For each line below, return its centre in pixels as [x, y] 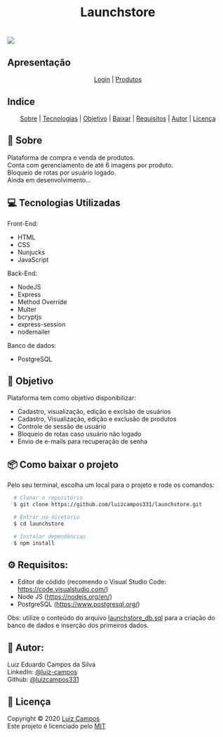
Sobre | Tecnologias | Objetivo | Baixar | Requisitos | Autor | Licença [118, 118]
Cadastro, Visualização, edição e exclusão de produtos [97, 419]
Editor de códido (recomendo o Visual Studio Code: [92, 582]
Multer [27, 309]
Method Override [42, 302]
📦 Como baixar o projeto [63, 464]
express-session [41, 324]
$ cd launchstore [39, 524]
